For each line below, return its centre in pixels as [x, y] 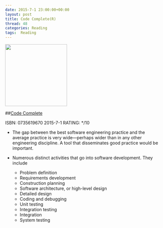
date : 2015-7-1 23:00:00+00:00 [37, 10]
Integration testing [38, 209]
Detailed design [36, 194]
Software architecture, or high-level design [63, 188]
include [20, 163]
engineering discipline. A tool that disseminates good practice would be [85, 143]
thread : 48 [16, 24]
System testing [35, 220]
